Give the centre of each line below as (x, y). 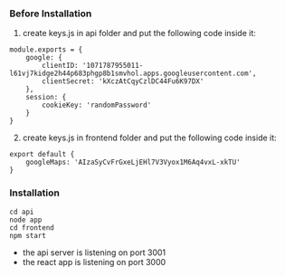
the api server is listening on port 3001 (94, 252)
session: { (46, 98)
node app (26, 220)
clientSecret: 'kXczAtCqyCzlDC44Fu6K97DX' (123, 81)
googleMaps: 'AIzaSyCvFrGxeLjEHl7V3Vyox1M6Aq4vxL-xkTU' (133, 162)
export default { (42, 155)
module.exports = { (46, 50)
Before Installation (51, 14)
